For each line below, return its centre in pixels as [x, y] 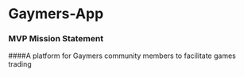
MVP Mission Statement [56, 39]
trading [20, 64]
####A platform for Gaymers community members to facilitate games [122, 56]
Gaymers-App [56, 14]
